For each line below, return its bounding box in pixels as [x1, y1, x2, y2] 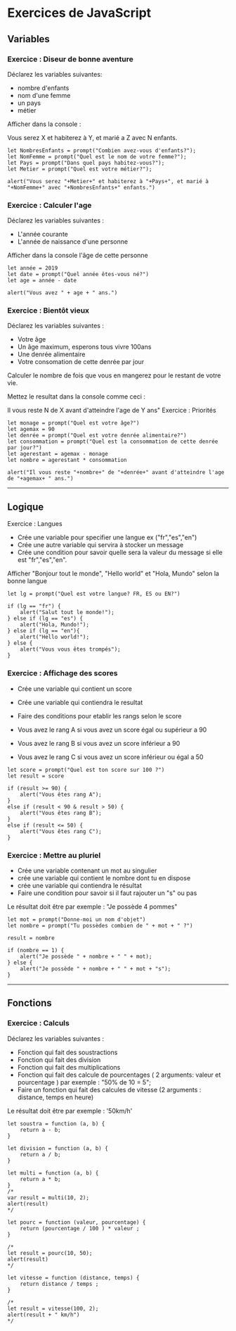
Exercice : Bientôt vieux [7, 306, 90, 315]
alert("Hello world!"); [20, 634, 90, 641]
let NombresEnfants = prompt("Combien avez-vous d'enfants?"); [7, 146, 197, 154]
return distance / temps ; [20, 1280, 99, 1287]
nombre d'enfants [17, 83, 70, 92]
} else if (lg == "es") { [7, 615, 83, 623]
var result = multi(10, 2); [7, 1194, 90, 1201]
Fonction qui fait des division [17, 1055, 101, 1064]
